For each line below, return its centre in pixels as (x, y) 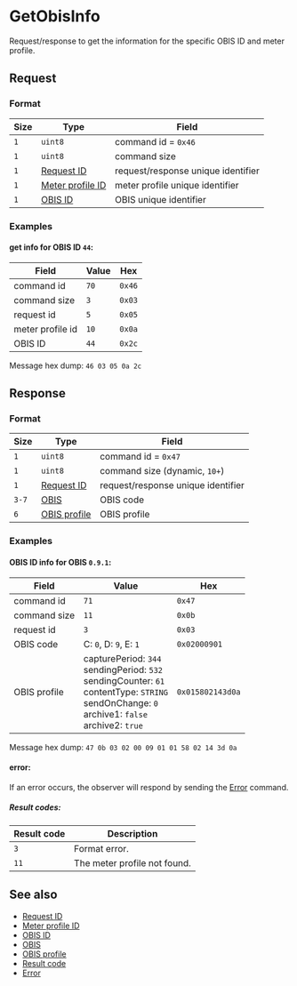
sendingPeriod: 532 (123, 669)
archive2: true (113, 725)
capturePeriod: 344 (122, 658)
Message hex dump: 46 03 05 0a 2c (76, 365)
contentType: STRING (126, 692)
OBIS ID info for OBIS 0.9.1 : (60, 562)
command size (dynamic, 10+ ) (162, 471)
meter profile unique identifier (177, 185)
